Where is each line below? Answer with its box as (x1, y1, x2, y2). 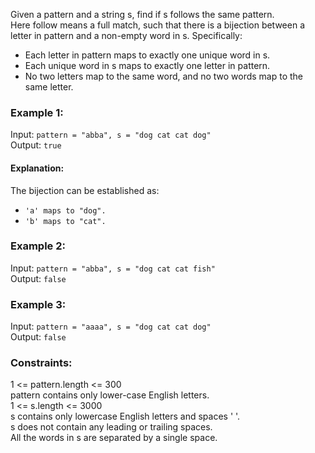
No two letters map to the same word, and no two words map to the (24, 70, 304, 82)
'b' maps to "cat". (24, 216, 107, 226)
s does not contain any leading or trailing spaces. (10, 421, 213, 433)
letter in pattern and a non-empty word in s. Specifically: (10, 30, 243, 41)
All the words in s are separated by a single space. (10, 432, 218, 444)
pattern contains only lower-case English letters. (10, 389, 210, 401)
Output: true (10, 139, 62, 151)
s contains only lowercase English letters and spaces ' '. (10, 410, 241, 423)
